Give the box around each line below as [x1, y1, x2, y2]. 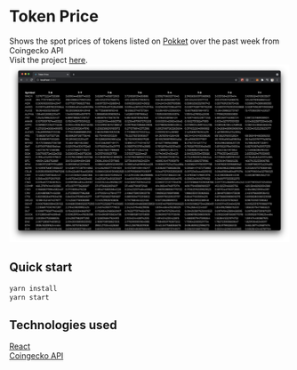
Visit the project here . [9, 54, 89, 65]
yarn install [9, 285, 58, 294]
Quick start [9, 260, 73, 275]
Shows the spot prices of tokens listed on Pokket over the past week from [9, 36, 280, 46]
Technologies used [9, 318, 117, 333]
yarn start [9, 294, 50, 302]
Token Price [9, 6, 100, 27]
